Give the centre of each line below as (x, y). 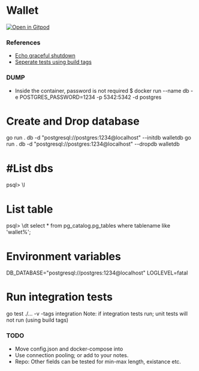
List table (30, 209)
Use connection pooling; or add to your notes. (72, 355)
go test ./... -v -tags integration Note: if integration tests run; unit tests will (97, 314)
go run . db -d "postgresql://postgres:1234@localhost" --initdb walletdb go (99, 138)
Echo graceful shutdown (45, 56)
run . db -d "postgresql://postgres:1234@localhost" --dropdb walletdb (93, 144)
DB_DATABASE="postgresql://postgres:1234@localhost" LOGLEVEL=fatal (97, 273)
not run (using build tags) (37, 320)
